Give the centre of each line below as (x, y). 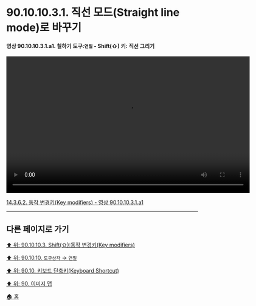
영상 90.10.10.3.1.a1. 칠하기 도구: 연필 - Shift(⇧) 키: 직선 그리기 (81, 46)
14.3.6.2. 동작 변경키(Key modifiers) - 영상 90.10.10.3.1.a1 (75, 202)
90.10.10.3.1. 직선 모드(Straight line (93, 12)
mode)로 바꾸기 (44, 28)
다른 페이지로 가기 (38, 229)
